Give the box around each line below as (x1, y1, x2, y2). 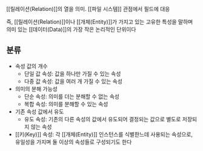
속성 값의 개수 (15, 62, 48, 70)
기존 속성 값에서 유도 (15, 108, 64, 115)
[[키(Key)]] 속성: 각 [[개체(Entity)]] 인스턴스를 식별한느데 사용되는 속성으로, (15, 130, 193, 138)
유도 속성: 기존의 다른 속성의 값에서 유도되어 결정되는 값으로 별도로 (24, 115, 181, 122)
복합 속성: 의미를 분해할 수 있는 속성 (24, 100, 108, 107)
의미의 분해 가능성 (15, 85, 58, 92)
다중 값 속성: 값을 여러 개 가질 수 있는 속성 (24, 78, 123, 85)
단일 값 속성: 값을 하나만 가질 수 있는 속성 (24, 70, 121, 77)
